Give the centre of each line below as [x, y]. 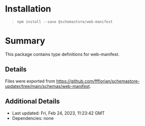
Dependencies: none [33, 118]
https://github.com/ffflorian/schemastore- [98, 81]
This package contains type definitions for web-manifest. [62, 54]
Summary [25, 41]
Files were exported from [30, 81]
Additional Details [32, 102]
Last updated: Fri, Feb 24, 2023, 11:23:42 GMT [58, 113]
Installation [28, 9]
